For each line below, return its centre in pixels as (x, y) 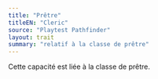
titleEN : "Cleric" (38, 23)
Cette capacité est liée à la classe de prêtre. (79, 66)
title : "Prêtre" (35, 15)
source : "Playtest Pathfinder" (59, 30)
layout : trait (31, 37)
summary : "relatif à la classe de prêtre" (79, 45)
